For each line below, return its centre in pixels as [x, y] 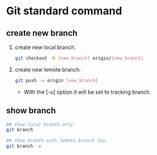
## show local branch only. [41, 124]
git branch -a [24, 146]
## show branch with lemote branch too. [57, 141]
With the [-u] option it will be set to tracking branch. [87, 92]
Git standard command [64, 11]
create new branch [42, 33]
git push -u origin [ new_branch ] [56, 80]
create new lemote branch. [48, 69]
